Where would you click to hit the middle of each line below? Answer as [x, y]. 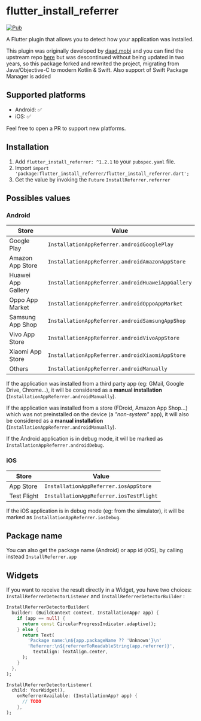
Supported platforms [46, 95]
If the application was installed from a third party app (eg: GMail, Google [95, 384]
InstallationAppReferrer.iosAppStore [98, 486]
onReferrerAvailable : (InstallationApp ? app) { [77, 696]
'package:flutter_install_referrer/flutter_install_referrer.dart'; [102, 174]
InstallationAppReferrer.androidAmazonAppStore [117, 262]
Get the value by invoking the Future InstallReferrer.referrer [92, 179]
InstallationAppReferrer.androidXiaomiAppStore [117, 355]
